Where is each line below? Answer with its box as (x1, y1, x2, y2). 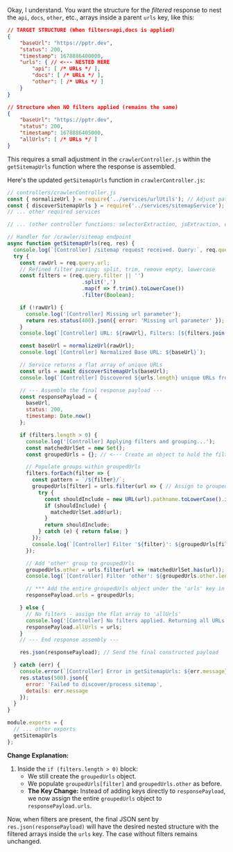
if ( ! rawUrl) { (19, 304, 64, 311)
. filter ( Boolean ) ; (81, 291, 135, 298)
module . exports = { (7, 719, 64, 726)
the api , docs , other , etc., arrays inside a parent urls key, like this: (7, 13, 195, 22)
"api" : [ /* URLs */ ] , (32, 65, 101, 72)
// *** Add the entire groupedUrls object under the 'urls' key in (25, 586, 225, 593)
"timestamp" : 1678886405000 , (19, 130, 104, 137)
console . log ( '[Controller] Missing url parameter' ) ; (25, 310, 182, 318)
